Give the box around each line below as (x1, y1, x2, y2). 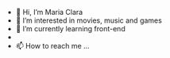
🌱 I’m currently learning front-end (15, 24, 126, 33)
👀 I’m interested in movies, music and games (15, 16, 163, 25)
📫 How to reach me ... (15, 42, 90, 50)
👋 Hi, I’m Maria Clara (15, 8, 83, 16)
